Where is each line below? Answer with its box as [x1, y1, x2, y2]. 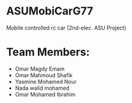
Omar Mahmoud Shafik [14, 71, 73, 79]
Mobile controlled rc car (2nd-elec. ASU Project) [6, 24, 127, 31]
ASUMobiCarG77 [6, 4, 93, 18]
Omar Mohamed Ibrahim [14, 90, 76, 98]
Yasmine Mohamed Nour [14, 78, 77, 85]
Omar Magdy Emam [14, 65, 65, 72]
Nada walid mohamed [14, 84, 69, 92]
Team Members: [6, 45, 90, 59]
